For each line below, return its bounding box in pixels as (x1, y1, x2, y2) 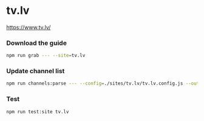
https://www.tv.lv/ (6, 24, 51, 31)
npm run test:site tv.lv (6, 108, 69, 115)
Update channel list (6, 67, 65, 76)
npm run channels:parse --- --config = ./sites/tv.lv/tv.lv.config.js (6, 80, 183, 87)
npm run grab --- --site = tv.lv (6, 53, 86, 59)
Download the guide (6, 39, 67, 47)
